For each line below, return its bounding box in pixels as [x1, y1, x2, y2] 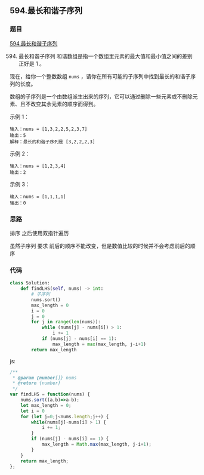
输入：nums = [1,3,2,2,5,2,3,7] [10, 126, 88, 132]
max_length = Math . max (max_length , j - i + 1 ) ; [41, 442, 152, 448]
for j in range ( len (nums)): [31, 319, 101, 325]
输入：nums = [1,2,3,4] [10, 163, 66, 169]
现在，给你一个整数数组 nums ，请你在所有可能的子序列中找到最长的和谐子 [10, 72, 191, 79]
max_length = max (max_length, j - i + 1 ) [52, 341, 147, 347]
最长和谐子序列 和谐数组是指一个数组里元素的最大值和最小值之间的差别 [18, 53, 193, 60]
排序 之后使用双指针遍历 [10, 229, 69, 237]
